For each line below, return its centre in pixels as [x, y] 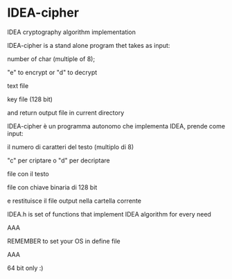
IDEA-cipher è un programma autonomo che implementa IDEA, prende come [116, 126]
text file [18, 85]
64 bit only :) [25, 268]
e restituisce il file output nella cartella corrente [74, 201]
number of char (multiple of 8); [51, 59]
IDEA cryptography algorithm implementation [72, 32]
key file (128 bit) [30, 99]
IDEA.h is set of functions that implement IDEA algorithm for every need [109, 214]
